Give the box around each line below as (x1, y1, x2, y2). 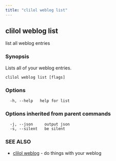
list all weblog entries (5, 40, 50, 46)
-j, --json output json (10, 122, 70, 127)
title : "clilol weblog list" (5, 7, 68, 13)
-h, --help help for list (10, 98, 70, 103)
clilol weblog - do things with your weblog (12, 150, 102, 156)
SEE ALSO (5, 138, 31, 146)
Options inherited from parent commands (5, 110, 111, 117)
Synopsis (5, 53, 29, 60)
